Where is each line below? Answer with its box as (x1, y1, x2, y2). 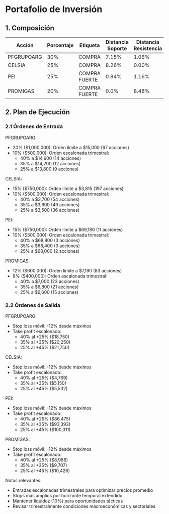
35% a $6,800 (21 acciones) (20, 284, 79, 290)
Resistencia (133, 45, 162, 52)
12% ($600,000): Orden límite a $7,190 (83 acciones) (12, 267, 122, 273)
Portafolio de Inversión (5, 4, 103, 15)
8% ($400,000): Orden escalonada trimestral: (12, 273, 108, 279)
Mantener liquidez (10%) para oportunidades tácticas (12, 498, 123, 504)
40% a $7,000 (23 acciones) (20, 278, 79, 284)
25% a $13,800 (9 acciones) (20, 166, 79, 172)
